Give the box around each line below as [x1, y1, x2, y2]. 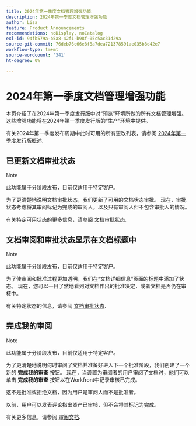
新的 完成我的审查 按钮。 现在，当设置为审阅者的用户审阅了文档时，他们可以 [6, 369, 190, 376]
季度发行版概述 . [6, 137, 44, 144]
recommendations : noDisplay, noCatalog [6, 30, 103, 36]
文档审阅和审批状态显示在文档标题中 [6, 235, 136, 245]
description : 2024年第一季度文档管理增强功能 [6, 14, 107, 20]
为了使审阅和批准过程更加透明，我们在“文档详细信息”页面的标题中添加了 [6, 276, 180, 283]
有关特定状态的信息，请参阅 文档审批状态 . [6, 303, 106, 310]
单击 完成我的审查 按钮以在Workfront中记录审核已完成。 [6, 376, 141, 383]
